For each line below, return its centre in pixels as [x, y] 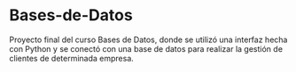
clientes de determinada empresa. [72, 58]
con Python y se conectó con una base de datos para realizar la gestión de [146, 48]
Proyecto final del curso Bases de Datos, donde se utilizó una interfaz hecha [148, 40]
